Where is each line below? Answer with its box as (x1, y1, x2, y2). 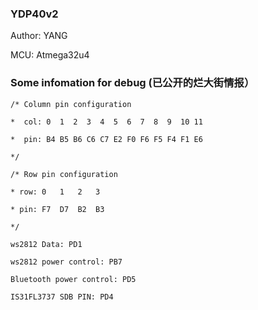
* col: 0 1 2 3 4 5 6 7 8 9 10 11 (10, 117, 203, 127)
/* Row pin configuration (10, 169, 118, 179)
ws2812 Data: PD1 (10, 239, 83, 249)
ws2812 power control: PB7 (10, 257, 123, 267)
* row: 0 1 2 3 (10, 187, 101, 197)
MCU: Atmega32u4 (10, 49, 90, 61)
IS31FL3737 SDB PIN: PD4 (10, 292, 114, 302)
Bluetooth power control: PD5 (10, 274, 137, 284)
